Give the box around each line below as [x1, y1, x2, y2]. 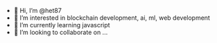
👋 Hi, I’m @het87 [13, 7, 62, 14]
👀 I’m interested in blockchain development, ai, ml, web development [13, 14, 210, 22]
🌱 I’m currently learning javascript [13, 21, 110, 29]
